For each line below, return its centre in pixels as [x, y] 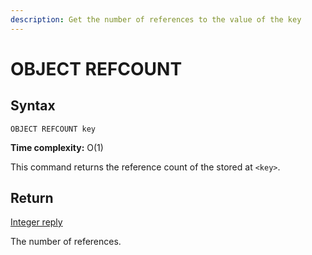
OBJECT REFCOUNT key [53, 129]
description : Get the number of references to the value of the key [156, 19]
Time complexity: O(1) [57, 147]
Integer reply [36, 222]
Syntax [33, 106]
